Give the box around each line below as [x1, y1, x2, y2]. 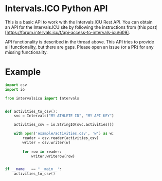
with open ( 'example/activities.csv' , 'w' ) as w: [14, 131, 114, 136]
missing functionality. [5, 49, 48, 55]
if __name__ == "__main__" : [5, 167, 62, 172]
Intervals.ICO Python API [5, 3, 108, 14]
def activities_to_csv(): [5, 109, 57, 114]
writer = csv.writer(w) [22, 140, 71, 145]
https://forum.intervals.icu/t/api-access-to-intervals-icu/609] [6, 29, 129, 35]
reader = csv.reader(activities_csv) [22, 136, 99, 141]
